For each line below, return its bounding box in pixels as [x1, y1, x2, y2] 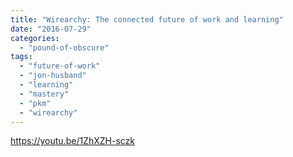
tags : [10, 52, 33, 62]
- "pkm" [19, 98, 52, 108]
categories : [10, 33, 60, 43]
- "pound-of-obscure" [19, 42, 110, 53]
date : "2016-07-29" [10, 24, 92, 34]
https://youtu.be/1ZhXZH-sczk [10, 135, 136, 147]
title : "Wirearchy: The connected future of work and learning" [10, 14, 284, 25]
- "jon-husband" [19, 71, 87, 81]
